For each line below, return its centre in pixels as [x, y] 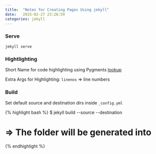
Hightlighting [21, 59]
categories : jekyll [25, 19]
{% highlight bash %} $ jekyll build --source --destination [64, 112]
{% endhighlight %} [25, 146]
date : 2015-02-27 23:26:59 [35, 14]
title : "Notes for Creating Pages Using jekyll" [57, 10]
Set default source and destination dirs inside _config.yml [64, 103]
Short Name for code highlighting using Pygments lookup [63, 69]
